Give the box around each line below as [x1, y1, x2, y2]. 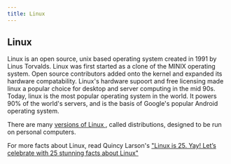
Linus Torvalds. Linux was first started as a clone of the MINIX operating [7, 62, 216, 71]
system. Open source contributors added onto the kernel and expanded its [7, 69, 223, 78]
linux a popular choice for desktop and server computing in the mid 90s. [7, 85, 216, 93]
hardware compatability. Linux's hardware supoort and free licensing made [7, 77, 224, 86]
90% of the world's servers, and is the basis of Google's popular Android [7, 100, 218, 108]
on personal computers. [7, 128, 76, 137]
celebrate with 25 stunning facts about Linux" [7, 149, 139, 158]
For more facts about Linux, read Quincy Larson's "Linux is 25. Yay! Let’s [7, 142, 217, 150]
